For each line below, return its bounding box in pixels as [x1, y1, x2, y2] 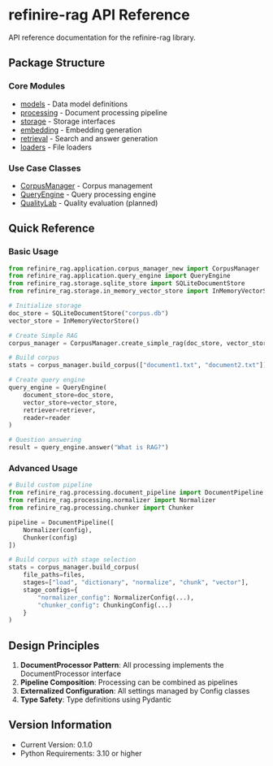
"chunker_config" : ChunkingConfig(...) [37, 601, 173, 609]
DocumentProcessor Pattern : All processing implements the [19, 660, 224, 670]
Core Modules [8, 80, 66, 92]
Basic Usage [8, 246, 59, 257]
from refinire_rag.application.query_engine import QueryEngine [8, 272, 231, 280]
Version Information [8, 718, 112, 732]
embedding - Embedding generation [19, 124, 142, 135]
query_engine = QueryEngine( [8, 383, 107, 392]
